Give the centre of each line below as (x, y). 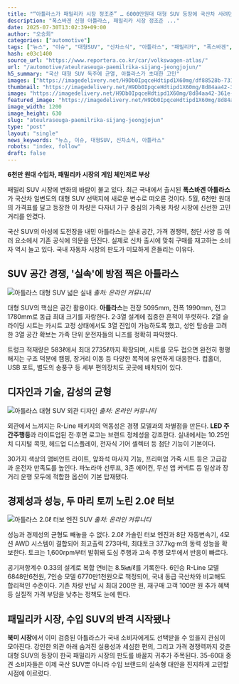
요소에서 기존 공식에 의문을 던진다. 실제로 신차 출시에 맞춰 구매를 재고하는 (116, 240)
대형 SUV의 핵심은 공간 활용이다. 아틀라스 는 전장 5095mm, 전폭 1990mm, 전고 (117, 307)
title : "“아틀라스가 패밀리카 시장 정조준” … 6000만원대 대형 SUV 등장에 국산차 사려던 (120, 14)
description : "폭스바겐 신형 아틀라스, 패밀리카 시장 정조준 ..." (94, 21)
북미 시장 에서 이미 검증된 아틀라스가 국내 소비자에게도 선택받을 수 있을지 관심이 (116, 638)
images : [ (22, 80)
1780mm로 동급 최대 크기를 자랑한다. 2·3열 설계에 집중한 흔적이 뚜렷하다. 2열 (115, 316)
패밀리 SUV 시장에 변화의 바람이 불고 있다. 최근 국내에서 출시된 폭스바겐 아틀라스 (119, 189)
